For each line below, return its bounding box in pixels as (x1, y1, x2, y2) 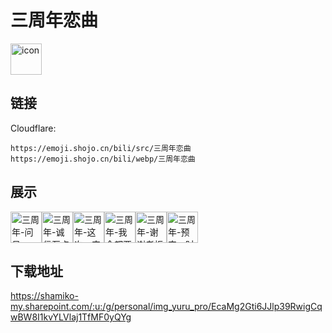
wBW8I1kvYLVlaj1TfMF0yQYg (10, 311, 132, 323)
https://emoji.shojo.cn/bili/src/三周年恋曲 (10, 143, 192, 153)
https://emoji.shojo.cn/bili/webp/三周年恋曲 (10, 154, 196, 164)
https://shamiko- (10, 290, 79, 302)
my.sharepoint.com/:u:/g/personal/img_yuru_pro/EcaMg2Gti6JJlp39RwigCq (10, 301, 323, 313)
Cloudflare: (10, 122, 57, 134)
